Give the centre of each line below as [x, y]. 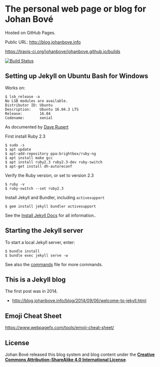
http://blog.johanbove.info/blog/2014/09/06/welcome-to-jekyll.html [79, 301]
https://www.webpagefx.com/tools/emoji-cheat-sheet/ [60, 328]
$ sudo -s [15, 145]
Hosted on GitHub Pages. [30, 32]
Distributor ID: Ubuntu [29, 105]
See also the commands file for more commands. [54, 264]
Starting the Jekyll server [44, 231]
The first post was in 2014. [31, 291]
